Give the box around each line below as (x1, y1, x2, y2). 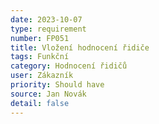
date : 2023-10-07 (10, 14, 83, 25)
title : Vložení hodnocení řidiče (10, 42, 150, 53)
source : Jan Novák (10, 89, 87, 99)
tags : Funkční (10, 52, 70, 62)
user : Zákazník (10, 71, 74, 81)
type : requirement (10, 24, 87, 34)
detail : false (10, 98, 70, 108)
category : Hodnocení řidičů (10, 61, 128, 71)
